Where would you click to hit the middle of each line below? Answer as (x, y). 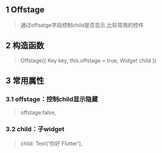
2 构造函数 (25, 46)
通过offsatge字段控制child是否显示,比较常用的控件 (82, 25)
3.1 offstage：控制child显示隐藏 (52, 99)
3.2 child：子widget (35, 129)
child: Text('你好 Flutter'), (51, 143)
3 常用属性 (25, 81)
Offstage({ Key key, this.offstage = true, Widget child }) (88, 60)
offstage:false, (38, 112)
